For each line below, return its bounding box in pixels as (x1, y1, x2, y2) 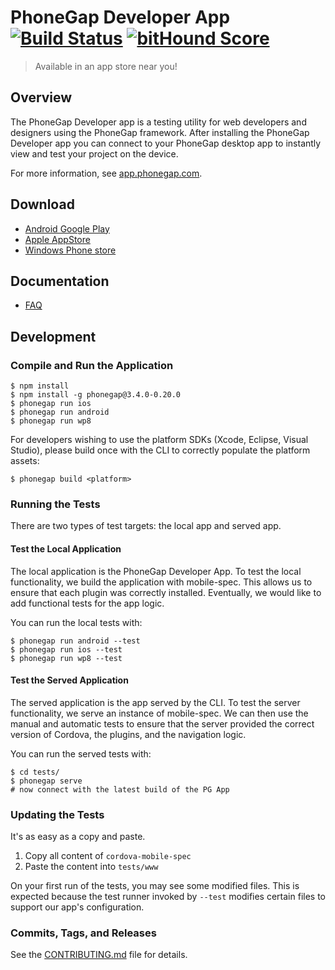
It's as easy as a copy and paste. (10, 831, 146, 843)
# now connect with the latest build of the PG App (10, 784, 230, 795)
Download (10, 196, 75, 213)
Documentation (10, 272, 110, 290)
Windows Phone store (24, 244, 117, 256)
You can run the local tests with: (10, 616, 143, 628)
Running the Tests (10, 497, 101, 511)
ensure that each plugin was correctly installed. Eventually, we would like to (10, 586, 322, 598)
